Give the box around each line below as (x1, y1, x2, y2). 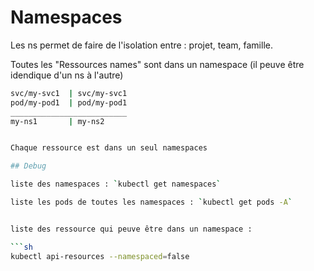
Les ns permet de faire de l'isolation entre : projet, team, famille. (10, 39, 273, 51)
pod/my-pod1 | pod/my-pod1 (10, 97, 128, 108)
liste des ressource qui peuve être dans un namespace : (10, 224, 253, 234)
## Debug (10, 161, 47, 171)
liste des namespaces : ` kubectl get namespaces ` (10, 179, 222, 190)
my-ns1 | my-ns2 (10, 116, 105, 126)
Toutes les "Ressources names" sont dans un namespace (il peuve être (10, 58, 305, 70)
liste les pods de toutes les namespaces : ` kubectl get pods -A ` (10, 197, 293, 208)
